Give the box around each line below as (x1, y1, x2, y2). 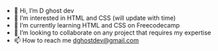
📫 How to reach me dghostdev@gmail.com (13, 37, 140, 44)
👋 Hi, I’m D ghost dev (13, 7, 74, 14)
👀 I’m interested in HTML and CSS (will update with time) (13, 14, 176, 22)
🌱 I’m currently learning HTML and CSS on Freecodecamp (13, 21, 181, 29)
